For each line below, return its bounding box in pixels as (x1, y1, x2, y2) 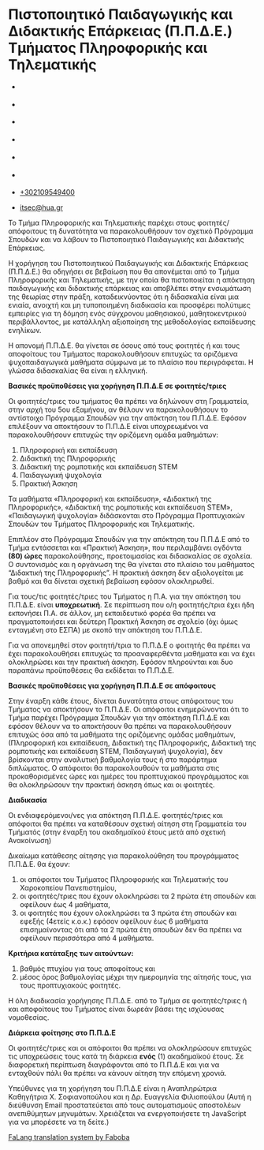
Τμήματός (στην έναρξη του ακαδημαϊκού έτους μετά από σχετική (8, 827, 226, 837)
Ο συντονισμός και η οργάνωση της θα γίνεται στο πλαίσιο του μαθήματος (8, 560, 255, 569)
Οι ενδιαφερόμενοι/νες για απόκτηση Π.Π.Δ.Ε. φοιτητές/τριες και (8, 811, 223, 820)
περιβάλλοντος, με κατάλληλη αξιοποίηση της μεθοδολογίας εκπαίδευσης (8, 317, 256, 327)
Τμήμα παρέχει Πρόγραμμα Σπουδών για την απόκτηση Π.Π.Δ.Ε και (8, 713, 230, 722)
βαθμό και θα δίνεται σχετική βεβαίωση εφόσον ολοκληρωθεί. (8, 577, 214, 586)
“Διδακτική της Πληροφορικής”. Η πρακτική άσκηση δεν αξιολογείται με (8, 568, 244, 577)
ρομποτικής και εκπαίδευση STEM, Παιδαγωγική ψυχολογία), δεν (8, 747, 223, 756)
